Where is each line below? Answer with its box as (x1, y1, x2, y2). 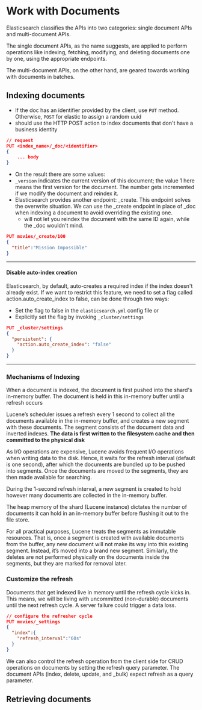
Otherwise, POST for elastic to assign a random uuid (14, 113, 142, 120)
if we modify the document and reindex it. (14, 190, 119, 197)
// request (6, 137, 34, 143)
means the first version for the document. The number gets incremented (14, 184, 195, 191)
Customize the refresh (6, 575, 73, 584)
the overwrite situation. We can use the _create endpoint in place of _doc (14, 203, 196, 210)
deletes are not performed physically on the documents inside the (6, 553, 170, 561)
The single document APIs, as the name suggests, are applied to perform (6, 42, 188, 49)
